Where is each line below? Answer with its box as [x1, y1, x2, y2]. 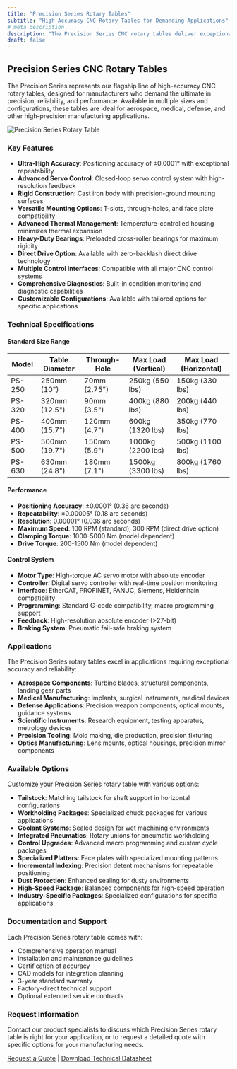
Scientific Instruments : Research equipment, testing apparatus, [17, 716, 205, 725]
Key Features [7, 143, 54, 153]
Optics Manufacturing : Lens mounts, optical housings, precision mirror [17, 739, 226, 747]
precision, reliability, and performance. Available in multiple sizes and [7, 96, 208, 105]
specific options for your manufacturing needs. [7, 1040, 145, 1048]
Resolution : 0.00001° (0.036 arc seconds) [17, 516, 141, 525]
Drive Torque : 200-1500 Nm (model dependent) [17, 539, 158, 548]
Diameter [43, 364, 75, 374]
